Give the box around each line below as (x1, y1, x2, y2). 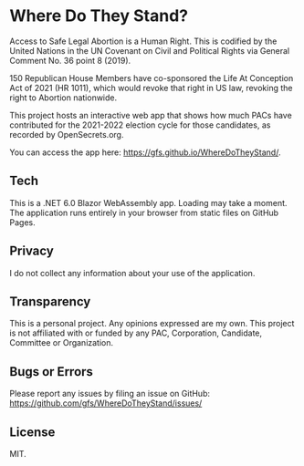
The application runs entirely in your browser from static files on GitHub (9, 207, 279, 218)
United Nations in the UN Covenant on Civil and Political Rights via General (9, 45, 290, 56)
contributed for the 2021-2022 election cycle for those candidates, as (9, 119, 271, 130)
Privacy (9, 243, 55, 259)
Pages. (9, 216, 36, 228)
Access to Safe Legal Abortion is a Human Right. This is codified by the (9, 36, 278, 47)
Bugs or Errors (9, 364, 94, 379)
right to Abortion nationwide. (9, 92, 118, 103)
